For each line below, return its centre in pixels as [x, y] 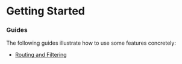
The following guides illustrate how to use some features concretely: [91, 43]
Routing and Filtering [41, 55]
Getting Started [46, 11]
